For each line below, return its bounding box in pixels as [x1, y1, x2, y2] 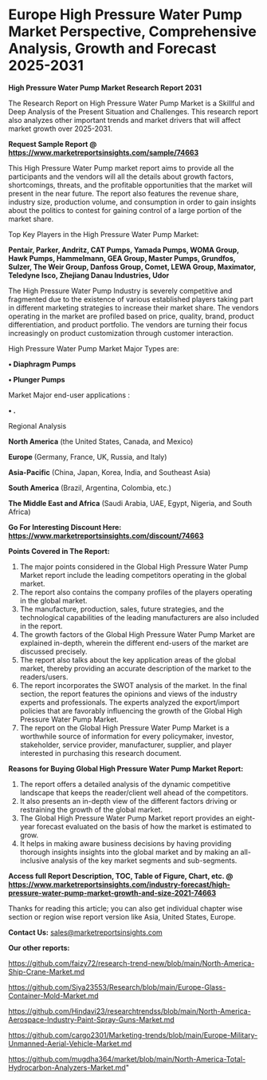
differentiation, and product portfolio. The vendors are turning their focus [8, 319, 248, 329]
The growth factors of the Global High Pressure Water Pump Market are [19, 629, 255, 639]
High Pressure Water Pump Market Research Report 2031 [8, 82, 202, 93]
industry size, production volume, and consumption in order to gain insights [8, 197, 257, 207]
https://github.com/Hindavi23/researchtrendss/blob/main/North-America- [8, 1006, 251, 1015]
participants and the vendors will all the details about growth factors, [8, 172, 234, 181]
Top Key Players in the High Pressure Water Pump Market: [8, 229, 199, 239]
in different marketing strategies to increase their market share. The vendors [8, 303, 259, 312]
